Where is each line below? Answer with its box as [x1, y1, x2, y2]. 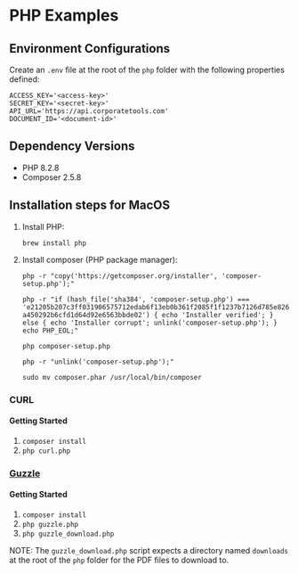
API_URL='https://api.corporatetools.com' [9, 107, 169, 116]
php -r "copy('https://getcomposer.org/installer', [21, 271, 218, 281]
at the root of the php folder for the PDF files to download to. [9, 554, 230, 565]
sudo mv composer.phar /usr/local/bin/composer [21, 373, 202, 381]
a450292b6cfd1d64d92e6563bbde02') [21, 310, 150, 319]
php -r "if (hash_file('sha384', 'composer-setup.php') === [21, 295, 250, 304]
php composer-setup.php [21, 341, 111, 350]
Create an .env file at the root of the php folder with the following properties [9, 64, 285, 75]
